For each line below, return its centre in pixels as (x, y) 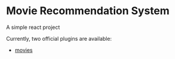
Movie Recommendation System (88, 11)
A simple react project (33, 27)
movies (23, 50)
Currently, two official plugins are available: (59, 38)
